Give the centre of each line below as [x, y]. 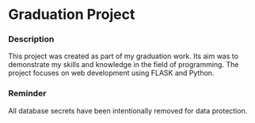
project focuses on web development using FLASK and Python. [111, 73]
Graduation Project [72, 15]
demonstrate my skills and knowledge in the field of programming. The [124, 65]
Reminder [27, 94]
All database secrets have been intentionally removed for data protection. [128, 110]
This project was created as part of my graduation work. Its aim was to [124, 56]
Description [31, 39]
